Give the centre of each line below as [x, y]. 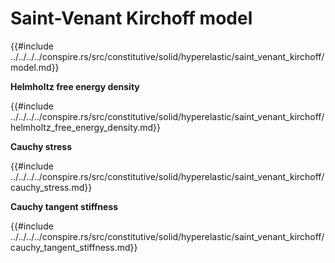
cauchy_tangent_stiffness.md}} [74, 247]
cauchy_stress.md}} [51, 187]
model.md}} [35, 67]
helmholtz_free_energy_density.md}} [86, 127]
